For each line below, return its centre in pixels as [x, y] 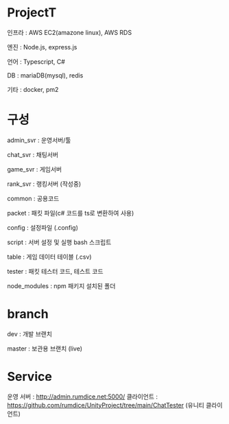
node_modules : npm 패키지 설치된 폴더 [61, 285]
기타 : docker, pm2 [33, 89]
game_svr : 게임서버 [35, 169]
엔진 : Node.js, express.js [42, 47]
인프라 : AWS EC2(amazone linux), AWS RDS [70, 32]
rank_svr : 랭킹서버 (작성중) [44, 184]
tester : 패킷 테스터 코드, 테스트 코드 [56, 271]
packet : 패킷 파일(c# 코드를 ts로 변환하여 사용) [71, 213]
